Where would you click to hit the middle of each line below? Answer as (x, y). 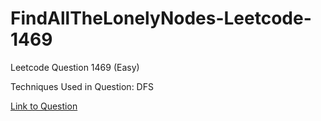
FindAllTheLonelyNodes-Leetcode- (161, 18)
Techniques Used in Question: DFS (82, 86)
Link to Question (44, 106)
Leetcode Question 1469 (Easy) (75, 67)
